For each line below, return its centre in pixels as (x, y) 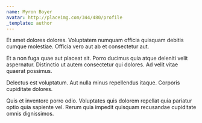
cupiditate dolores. (30, 89)
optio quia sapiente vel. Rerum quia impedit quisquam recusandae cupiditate (101, 107)
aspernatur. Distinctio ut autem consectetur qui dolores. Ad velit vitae (92, 65)
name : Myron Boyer (29, 12)
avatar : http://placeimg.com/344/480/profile (64, 17)
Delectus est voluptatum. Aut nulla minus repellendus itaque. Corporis (93, 83)
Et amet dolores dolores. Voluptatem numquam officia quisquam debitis (95, 40)
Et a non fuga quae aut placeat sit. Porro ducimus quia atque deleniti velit (97, 58)
